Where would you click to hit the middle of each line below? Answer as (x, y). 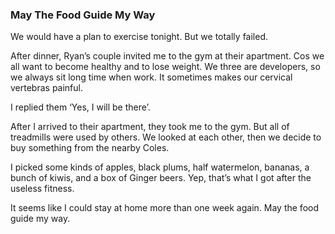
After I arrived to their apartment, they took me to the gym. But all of (150, 127)
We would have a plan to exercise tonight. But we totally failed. (139, 37)
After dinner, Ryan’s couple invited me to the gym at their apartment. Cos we (167, 56)
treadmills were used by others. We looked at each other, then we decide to (166, 137)
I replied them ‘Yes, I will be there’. (80, 107)
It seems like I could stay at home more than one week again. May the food (165, 208)
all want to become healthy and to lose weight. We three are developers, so (165, 67)
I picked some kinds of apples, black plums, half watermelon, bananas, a (160, 167)
